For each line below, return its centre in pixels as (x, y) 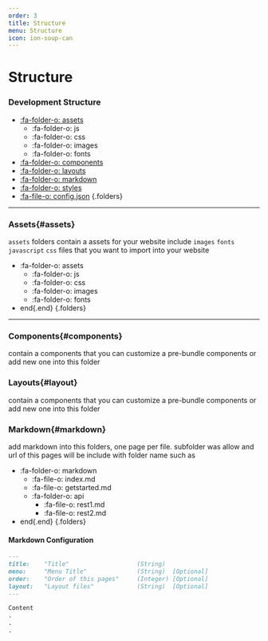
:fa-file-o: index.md (63, 479)
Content (21, 608)
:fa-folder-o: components (61, 162)
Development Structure (55, 102)
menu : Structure (35, 30)
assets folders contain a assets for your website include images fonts (122, 242)
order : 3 (23, 16)
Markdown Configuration (51, 540)
